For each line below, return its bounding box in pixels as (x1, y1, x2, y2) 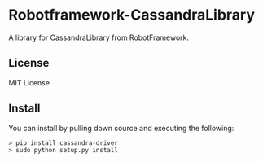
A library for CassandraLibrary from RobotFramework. (8, 33, 190, 42)
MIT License (8, 77, 50, 87)
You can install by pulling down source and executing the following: (8, 123, 235, 133)
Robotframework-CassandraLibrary (8, 6, 255, 24)
